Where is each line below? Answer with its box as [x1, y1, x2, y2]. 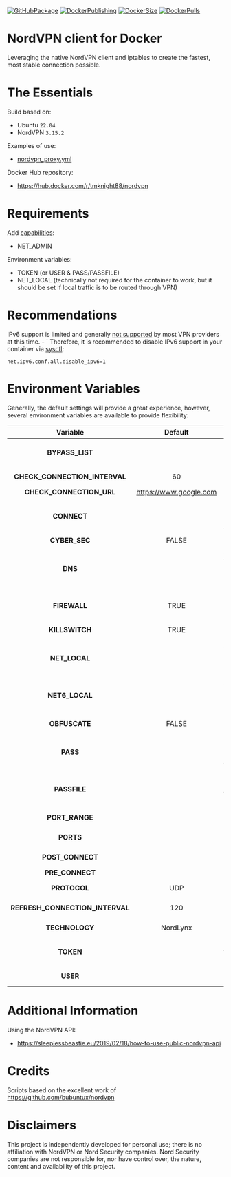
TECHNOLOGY [45, 923, 95, 933]
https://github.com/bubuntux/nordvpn [7, 1093, 115, 1101]
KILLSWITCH [48, 625, 92, 634]
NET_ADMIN [16, 242, 53, 250]
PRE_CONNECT [44, 868, 96, 877]
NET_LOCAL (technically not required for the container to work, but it [16, 275, 212, 284]
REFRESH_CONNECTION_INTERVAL [10, 903, 130, 913]
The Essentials [7, 85, 93, 101]
